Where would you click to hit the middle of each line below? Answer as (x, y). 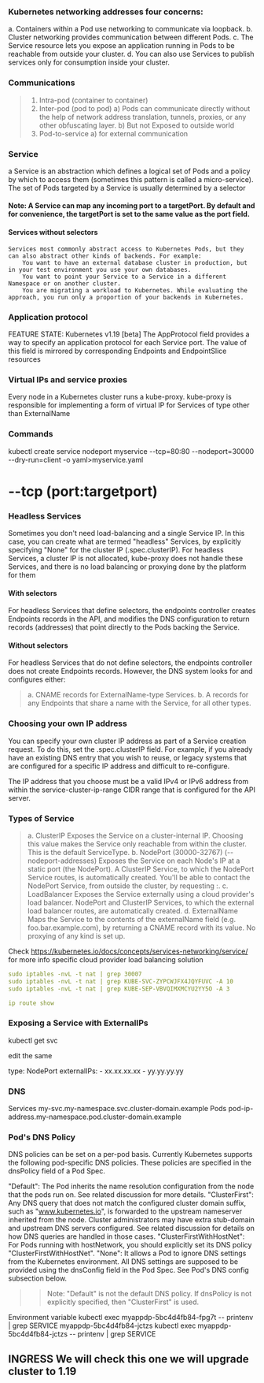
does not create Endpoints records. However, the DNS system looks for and (130, 671)
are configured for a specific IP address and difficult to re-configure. (119, 766)
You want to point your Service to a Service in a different (124, 277)
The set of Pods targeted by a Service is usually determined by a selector (127, 188)
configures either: (37, 679)
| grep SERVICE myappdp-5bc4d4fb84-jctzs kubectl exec (102, 1325)
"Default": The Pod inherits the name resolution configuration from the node (131, 1186)
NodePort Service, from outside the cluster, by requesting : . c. (128, 886)
